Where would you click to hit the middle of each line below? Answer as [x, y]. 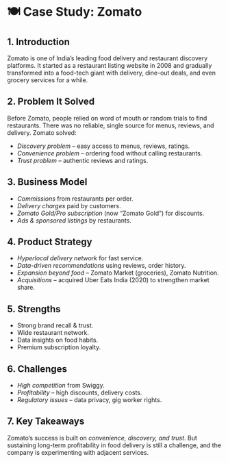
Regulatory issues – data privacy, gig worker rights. [89, 400]
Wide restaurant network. [53, 333]
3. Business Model [47, 182]
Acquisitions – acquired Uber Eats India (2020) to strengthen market [113, 280]
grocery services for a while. [48, 80]
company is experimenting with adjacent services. [78, 452]
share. [26, 288]
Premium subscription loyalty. [59, 347]
